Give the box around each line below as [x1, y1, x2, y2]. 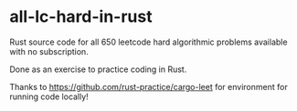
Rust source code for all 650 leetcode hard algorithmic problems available [9, 36, 288, 47]
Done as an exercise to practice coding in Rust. [9, 64, 187, 75]
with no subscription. [9, 45, 89, 56]
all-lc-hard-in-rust [9, 6, 153, 27]
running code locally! [9, 91, 89, 102]
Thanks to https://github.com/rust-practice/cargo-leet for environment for [9, 81, 288, 92]
